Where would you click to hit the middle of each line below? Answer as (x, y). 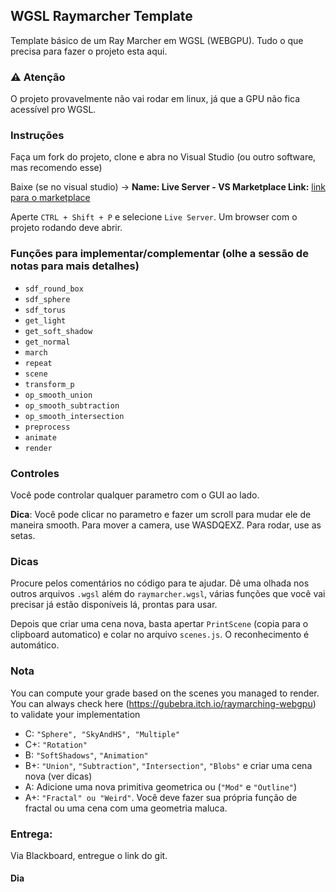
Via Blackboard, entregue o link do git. (89, 855)
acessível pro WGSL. (53, 110)
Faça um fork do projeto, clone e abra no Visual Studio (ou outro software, (163, 157)
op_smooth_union (58, 395)
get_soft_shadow (58, 331)
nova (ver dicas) (58, 776)
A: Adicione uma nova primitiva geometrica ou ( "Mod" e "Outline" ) (161, 786)
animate (40, 437)
